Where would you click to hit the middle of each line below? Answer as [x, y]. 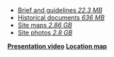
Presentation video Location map [57, 46]
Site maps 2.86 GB [45, 25]
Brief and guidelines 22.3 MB [60, 10]
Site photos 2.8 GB [45, 32]
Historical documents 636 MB [61, 18]
